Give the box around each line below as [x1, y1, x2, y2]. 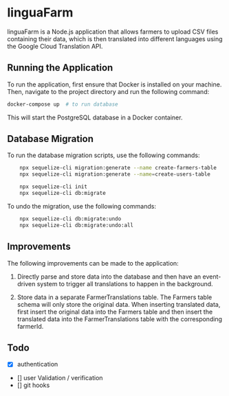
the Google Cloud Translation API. [7, 42, 103, 50]
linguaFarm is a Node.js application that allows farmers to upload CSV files [7, 27, 219, 36]
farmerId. [17, 322, 44, 330]
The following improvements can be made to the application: [7, 259, 179, 267]
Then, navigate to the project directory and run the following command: [7, 87, 210, 95]
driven [17, 279, 36, 288]
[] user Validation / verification [17, 374, 103, 382]
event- [202, 272, 221, 281]
